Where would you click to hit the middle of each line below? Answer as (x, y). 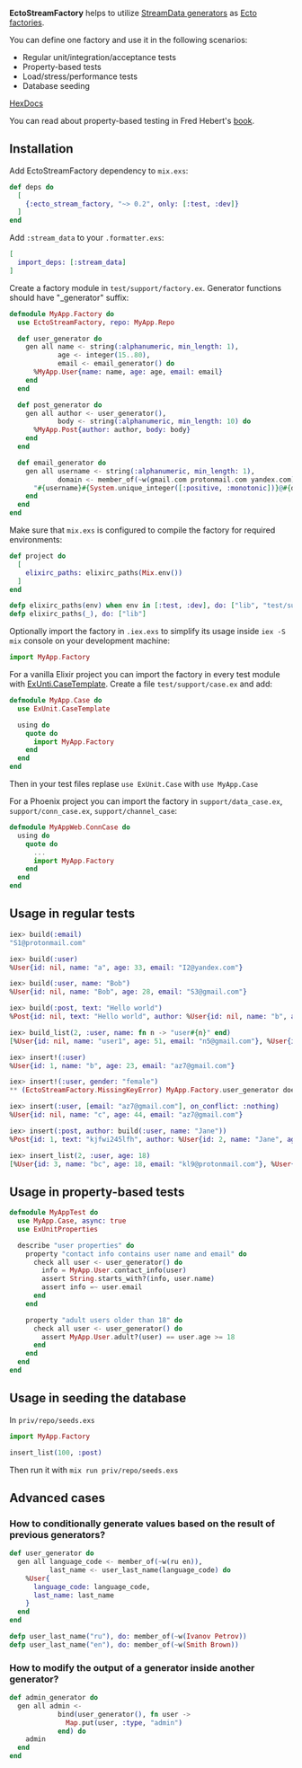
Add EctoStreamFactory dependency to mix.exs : (99, 171)
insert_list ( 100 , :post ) (56, 1453)
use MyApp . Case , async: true (72, 1221)
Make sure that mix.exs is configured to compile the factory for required (142, 530)
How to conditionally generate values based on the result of (142, 1524)
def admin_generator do (54, 1698)
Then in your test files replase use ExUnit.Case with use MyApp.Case (134, 784)
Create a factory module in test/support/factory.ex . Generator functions (145, 287)
